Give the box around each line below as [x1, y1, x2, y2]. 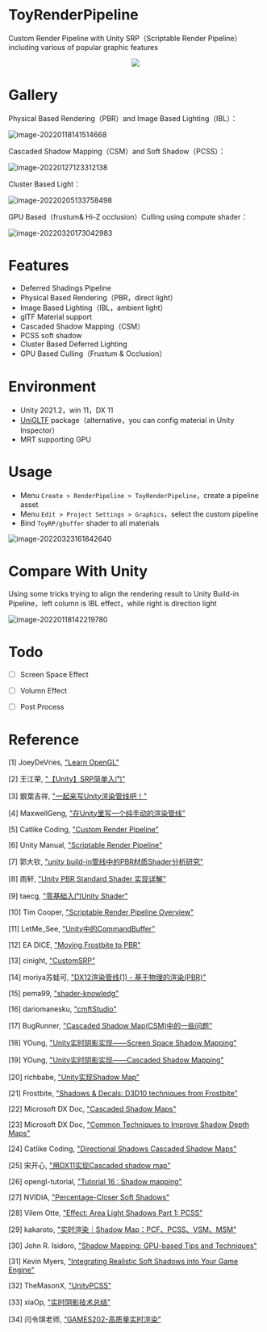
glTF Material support [19, 312, 93, 321]
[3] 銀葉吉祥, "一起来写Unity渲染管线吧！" [8, 791, 148, 801]
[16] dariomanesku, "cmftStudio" [8, 1003, 117, 1014]
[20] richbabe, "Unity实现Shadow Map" [8, 1072, 140, 1082]
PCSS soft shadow [19, 330, 82, 340]
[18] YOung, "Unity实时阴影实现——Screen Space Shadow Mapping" [8, 1037, 237, 1047]
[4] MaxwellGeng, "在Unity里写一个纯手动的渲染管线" [8, 808, 186, 818]
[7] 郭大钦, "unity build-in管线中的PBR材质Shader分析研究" [8, 857, 204, 866]
